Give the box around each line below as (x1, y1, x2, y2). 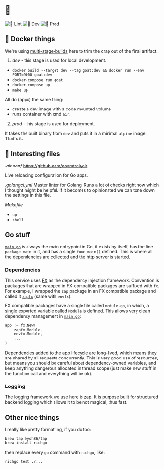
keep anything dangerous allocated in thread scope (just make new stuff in (5, 365, 157, 371)
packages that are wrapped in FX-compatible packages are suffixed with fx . (5, 282, 160, 289)
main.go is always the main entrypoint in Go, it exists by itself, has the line (5, 244, 153, 249)
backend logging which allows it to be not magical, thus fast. (5, 399, 128, 405)
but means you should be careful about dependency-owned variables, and (5, 360, 156, 366)
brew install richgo (5, 441, 48, 446)
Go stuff (5, 230, 30, 239)
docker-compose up (12, 83, 50, 87)
